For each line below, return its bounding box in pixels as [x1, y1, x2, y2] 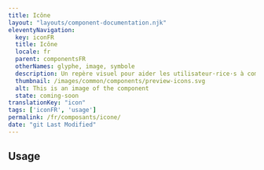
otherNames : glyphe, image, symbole [15, 63, 135, 71]
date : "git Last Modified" [8, 121, 97, 128]
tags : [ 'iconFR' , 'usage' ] [8, 107, 97, 114]
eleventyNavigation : [8, 26, 76, 34]
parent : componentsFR [15, 56, 86, 63]
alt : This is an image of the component [15, 84, 149, 92]
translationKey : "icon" [8, 99, 86, 107]
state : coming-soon [15, 92, 79, 99]
